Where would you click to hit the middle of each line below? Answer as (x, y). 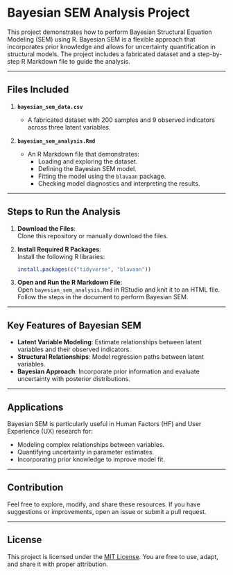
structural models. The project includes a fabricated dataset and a (102, 54)
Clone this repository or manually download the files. (93, 236)
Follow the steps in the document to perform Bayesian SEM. (103, 297)
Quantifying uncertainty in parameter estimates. (86, 452)
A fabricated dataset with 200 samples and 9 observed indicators (121, 120)
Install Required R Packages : (59, 249)
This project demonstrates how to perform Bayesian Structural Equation (110, 32)
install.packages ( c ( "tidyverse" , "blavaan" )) (84, 269)
